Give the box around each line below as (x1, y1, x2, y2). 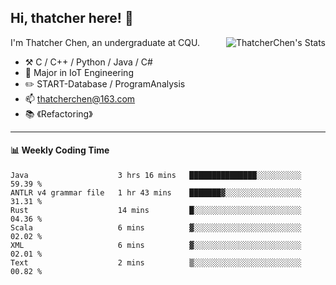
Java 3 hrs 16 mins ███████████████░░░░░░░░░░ (10, 171, 302, 181)
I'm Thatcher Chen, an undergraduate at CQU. (10, 36, 200, 48)
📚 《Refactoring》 (24, 107, 93, 120)
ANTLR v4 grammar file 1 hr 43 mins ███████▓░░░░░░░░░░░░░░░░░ (10, 188, 302, 198)
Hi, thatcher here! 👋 (10, 10, 134, 27)
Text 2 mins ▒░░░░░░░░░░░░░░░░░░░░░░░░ (10, 258, 302, 268)
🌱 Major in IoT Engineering (24, 66, 134, 78)
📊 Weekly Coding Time (10, 144, 110, 156)
